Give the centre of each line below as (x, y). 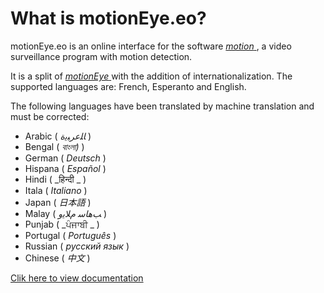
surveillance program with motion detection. (101, 56)
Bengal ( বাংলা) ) (54, 146)
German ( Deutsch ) (65, 158)
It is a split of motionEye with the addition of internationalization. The (151, 76)
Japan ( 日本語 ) (58, 202)
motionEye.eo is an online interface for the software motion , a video (151, 46)
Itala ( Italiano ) (56, 190)
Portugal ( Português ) (70, 235)
